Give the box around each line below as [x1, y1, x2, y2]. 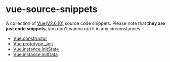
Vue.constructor [13, 35, 48, 41]
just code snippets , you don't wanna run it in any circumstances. [6, 25, 142, 31]
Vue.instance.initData [13, 51, 58, 57]
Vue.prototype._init [13, 40, 53, 46]
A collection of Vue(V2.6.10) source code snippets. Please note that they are [6, 20, 165, 26]
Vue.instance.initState [13, 46, 59, 52]
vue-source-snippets [6, 4, 98, 15]
